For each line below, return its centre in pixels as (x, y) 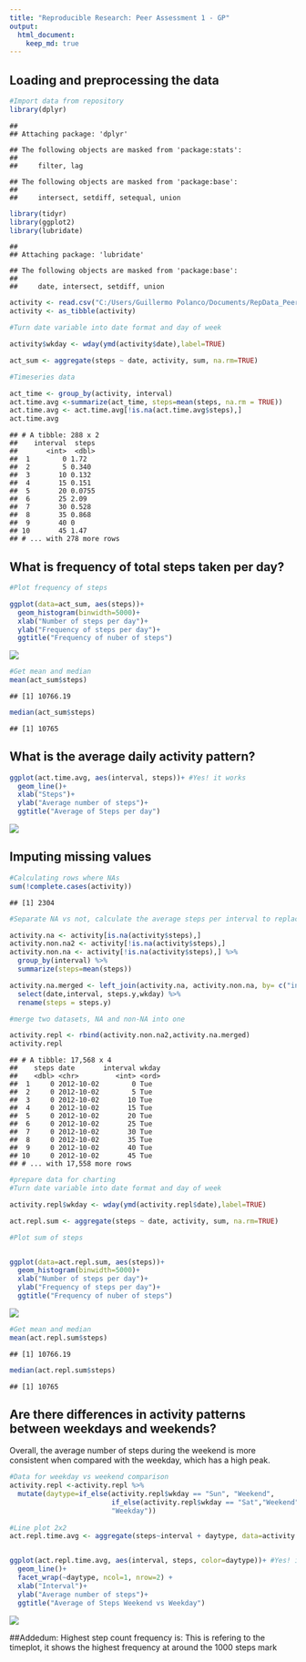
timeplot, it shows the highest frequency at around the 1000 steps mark (143, 1647)
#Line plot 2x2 (38, 1528)
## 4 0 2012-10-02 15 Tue (81, 1108)
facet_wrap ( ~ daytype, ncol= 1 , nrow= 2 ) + (95, 1578)
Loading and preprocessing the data (114, 80)
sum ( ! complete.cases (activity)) (71, 886)
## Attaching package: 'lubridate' (77, 255)
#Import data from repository (67, 101)
